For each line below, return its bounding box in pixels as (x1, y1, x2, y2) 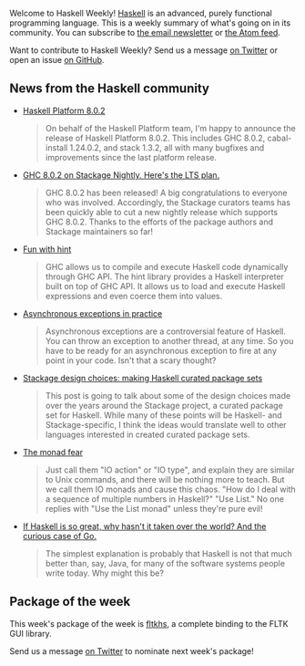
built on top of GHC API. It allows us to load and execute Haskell (45, 280, 286, 291)
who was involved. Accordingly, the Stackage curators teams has (45, 196, 291, 208)
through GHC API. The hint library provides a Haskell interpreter (45, 271, 285, 282)
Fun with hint (22, 244, 72, 255)
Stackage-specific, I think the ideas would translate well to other (45, 419, 287, 430)
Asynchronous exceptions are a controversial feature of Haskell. (45, 326, 287, 337)
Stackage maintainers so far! (45, 225, 153, 236)
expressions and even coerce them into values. (45, 290, 223, 301)
